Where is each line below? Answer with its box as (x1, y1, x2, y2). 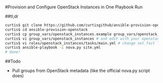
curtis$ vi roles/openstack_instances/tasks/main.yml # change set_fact (5, 41, 155, 45)
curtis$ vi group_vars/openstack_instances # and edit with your (5, 36, 140, 41)
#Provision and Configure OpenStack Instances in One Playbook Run (5, 4, 143, 10)
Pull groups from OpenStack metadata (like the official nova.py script (12, 68, 150, 74)
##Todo (5, 58, 21, 64)
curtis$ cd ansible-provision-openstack (5, 27, 88, 32)
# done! (5, 50, 21, 55)
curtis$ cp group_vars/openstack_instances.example (5, 31, 112, 37)
